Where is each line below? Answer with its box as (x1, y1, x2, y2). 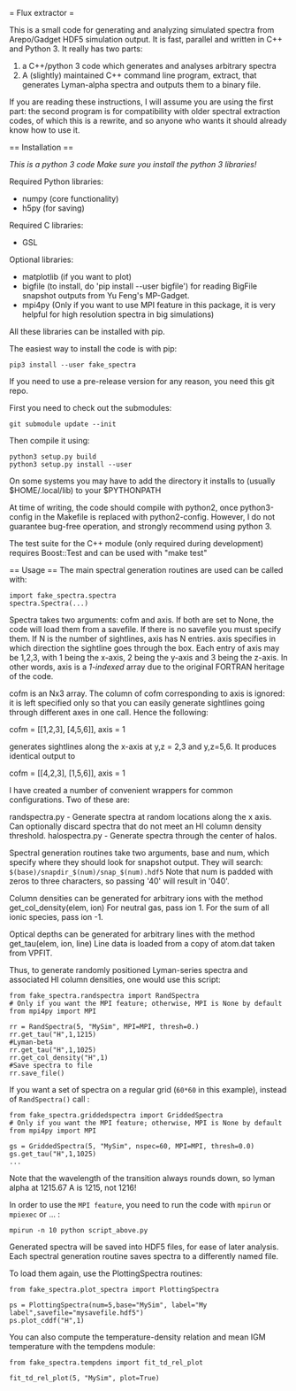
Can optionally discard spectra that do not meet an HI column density (9, 821, 262, 831)
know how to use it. (9, 125, 80, 135)
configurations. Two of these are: (9, 794, 131, 805)
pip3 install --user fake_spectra (9, 360, 137, 369)
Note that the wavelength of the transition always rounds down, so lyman (9, 1173, 276, 1183)
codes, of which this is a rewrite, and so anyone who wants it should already (9, 115, 287, 126)
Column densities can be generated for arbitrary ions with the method (9, 893, 263, 903)
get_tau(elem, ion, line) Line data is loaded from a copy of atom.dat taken (9, 939, 276, 948)
